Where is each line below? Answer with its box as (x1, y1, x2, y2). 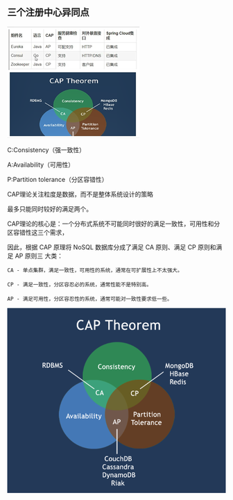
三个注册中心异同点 (7, 6, 89, 19)
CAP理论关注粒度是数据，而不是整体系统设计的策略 (7, 190, 154, 198)
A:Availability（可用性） (7, 160, 75, 169)
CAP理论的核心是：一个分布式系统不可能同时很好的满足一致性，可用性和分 (7, 219, 221, 228)
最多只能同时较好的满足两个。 (7, 204, 92, 213)
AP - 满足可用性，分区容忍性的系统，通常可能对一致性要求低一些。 (7, 295, 173, 302)
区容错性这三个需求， (7, 228, 68, 236)
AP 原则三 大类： (15, 251, 64, 260)
